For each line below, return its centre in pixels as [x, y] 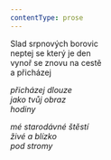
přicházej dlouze [42, 89]
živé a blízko [34, 136]
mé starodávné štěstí [50, 127]
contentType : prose [47, 18]
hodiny [23, 108]
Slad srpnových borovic [54, 43]
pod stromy [32, 146]
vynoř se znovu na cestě [56, 62]
